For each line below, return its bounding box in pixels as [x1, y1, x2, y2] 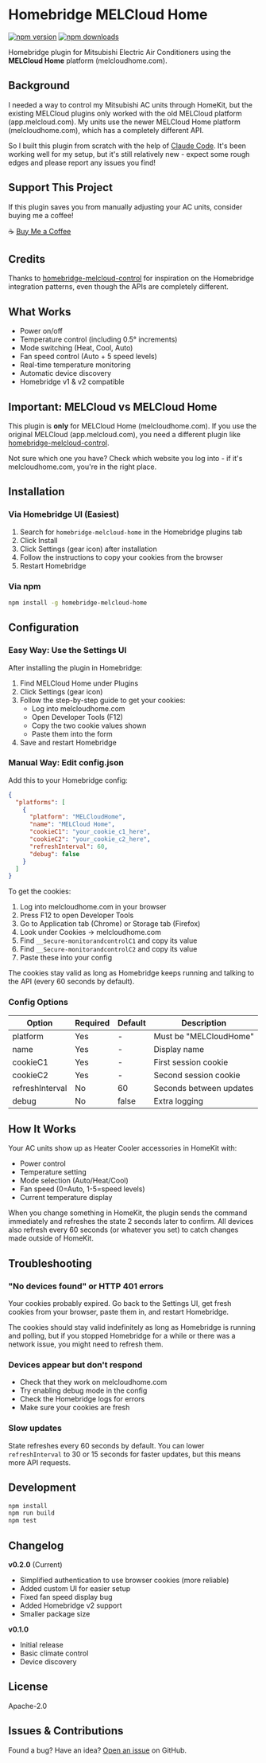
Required [75, 1017, 110, 1028]
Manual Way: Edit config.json [8, 757, 125, 768]
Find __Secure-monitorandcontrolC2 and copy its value [19, 944, 198, 954]
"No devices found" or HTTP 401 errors [8, 1280, 164, 1292]
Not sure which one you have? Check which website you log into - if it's [8, 454, 243, 463]
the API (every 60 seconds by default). [8, 977, 135, 987]
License [8, 1680, 48, 1694]
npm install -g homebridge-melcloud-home [8, 599, 148, 607]
